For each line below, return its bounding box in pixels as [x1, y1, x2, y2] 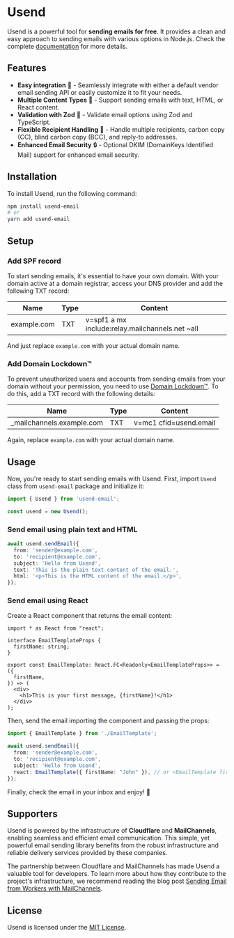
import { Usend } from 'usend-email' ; [7, 495, 120, 502]
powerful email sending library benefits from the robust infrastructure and [7, 841, 219, 849]
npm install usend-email [7, 203, 79, 210]
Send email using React [7, 596, 88, 605]
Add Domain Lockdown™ [7, 358, 92, 368]
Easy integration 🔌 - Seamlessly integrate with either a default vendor [17, 81, 219, 89]
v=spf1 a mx [85, 315, 127, 324]
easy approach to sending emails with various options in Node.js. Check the [7, 34, 226, 43]
